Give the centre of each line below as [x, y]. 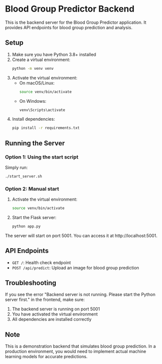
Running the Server [35, 143]
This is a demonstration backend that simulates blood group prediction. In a [81, 346]
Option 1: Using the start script [42, 157]
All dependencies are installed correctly [52, 319]
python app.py [26, 226]
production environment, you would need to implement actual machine [76, 351]
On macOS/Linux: [37, 83]
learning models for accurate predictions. [46, 357]
